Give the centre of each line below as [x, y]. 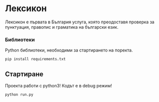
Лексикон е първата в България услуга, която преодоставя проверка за [80, 22]
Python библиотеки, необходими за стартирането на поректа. [69, 50]
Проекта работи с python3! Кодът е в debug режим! [58, 86]
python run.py [19, 95]
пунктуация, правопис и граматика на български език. [62, 27]
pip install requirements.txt [36, 59]
